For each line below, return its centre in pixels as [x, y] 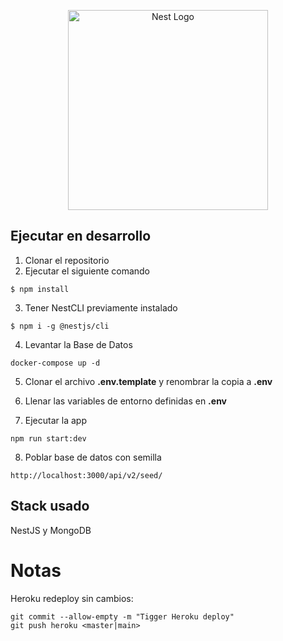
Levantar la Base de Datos [78, 344]
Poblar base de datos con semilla [93, 457]
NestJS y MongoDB [51, 530]
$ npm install [40, 289]
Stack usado [50, 506]
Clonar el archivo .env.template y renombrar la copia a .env [148, 381]
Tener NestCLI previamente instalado [101, 307]
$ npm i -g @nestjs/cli [60, 326]
